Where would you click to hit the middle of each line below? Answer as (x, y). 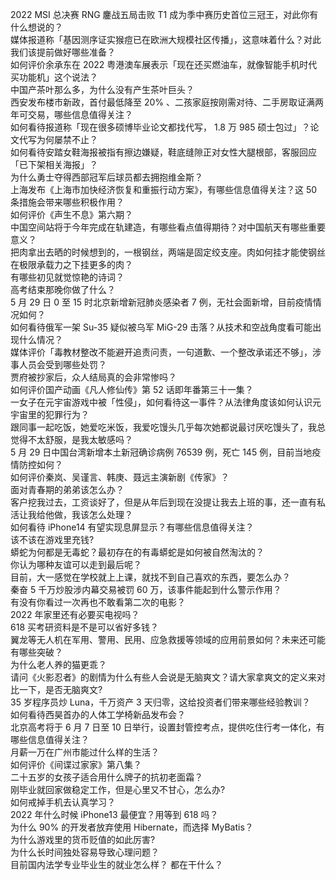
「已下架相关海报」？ (54, 164)
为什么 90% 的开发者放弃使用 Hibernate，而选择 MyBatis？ (132, 827)
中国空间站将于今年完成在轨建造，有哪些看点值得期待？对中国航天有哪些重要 (168, 227)
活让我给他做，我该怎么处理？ (71, 514)
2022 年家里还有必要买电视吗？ (75, 614)
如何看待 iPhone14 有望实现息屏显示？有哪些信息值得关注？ (132, 527)
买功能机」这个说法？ (54, 77)
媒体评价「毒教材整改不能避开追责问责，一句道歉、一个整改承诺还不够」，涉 (166, 352)
